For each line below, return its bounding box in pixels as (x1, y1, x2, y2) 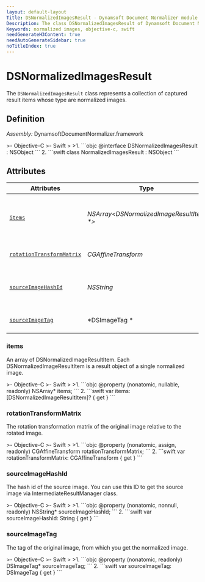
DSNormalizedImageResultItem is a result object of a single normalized (6, 362, 185, 370)
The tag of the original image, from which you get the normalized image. (6, 543, 188, 551)
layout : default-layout (6, 9, 67, 15)
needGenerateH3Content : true (6, 32, 81, 38)
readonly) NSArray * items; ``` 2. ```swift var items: (6, 387, 131, 394)
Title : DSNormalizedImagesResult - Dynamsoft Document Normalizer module (6, 15, 198, 21)
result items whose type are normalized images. (6, 96, 127, 103)
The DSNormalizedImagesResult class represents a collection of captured (6, 89, 188, 97)
